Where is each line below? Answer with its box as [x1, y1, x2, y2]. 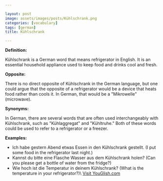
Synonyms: [5, 106, 29, 112]
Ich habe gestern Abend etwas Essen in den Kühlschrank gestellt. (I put [12, 144, 156, 150]
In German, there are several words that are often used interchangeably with [5, 115, 159, 121]
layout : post [5, 11, 32, 16]
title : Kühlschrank [5, 30, 45, 35]
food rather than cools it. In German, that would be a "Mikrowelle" [5, 91, 137, 97]
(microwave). [5, 96, 32, 102]
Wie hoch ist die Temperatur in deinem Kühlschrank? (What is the [12, 165, 144, 171]
